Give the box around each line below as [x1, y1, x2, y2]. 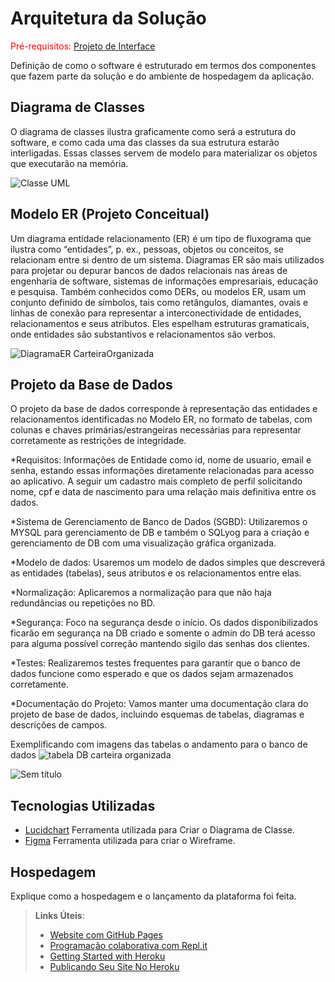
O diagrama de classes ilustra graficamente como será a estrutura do [10, 125, 297, 137]
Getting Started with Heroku [49, 950, 166, 962]
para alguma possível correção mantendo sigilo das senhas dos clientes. [10, 638, 310, 650]
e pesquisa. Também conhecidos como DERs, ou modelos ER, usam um [10, 285, 307, 297]
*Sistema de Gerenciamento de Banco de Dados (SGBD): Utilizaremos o [10, 516, 308, 528]
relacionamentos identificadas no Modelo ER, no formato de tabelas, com [10, 413, 313, 426]
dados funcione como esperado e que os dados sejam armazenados [10, 668, 294, 680]
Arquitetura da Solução [10, 7, 207, 30]
